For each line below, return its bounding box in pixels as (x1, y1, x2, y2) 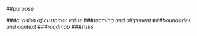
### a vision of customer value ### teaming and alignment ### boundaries (6, 17, 191, 23)
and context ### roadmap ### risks (6, 23, 94, 30)
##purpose (6, 5, 34, 12)
